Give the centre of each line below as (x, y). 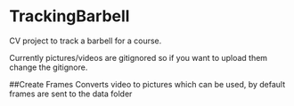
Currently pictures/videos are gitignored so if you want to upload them (139, 57)
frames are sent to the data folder (71, 94)
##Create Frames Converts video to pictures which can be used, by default (147, 84)
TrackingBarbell (69, 16)
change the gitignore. (49, 67)
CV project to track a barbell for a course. (86, 41)
